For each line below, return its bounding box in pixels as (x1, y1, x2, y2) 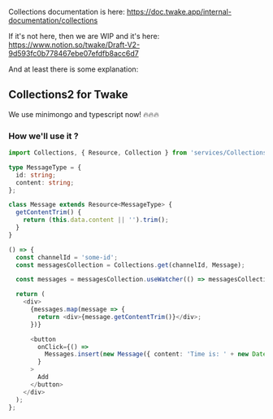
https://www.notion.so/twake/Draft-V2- (8, 40, 141, 50)
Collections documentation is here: (8, 7, 125, 16)
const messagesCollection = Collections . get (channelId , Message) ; (15, 260, 245, 269)
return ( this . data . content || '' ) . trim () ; (23, 216, 169, 225)
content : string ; (15, 178, 75, 186)
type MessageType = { (8, 163, 82, 172)
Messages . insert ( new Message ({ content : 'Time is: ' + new (44, 350, 249, 359)
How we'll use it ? (8, 130, 79, 142)
